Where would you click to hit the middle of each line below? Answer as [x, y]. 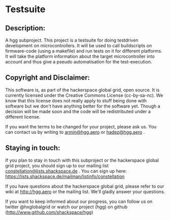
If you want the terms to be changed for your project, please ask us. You [81, 126]
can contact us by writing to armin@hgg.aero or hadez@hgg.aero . [75, 132]
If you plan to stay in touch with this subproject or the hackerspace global [82, 160]
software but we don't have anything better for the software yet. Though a [83, 106]
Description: [25, 28]
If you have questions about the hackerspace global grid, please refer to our [85, 186]
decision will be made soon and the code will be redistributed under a [78, 111]
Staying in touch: [33, 148]
